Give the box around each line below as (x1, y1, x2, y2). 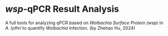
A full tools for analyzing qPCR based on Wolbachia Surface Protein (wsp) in (5, 20, 163, 26)
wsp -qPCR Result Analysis (5, 3, 119, 15)
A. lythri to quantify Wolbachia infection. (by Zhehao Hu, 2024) (5, 25, 135, 31)
